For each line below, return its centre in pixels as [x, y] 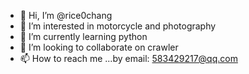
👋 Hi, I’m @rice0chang [66, 15]
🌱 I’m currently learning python [83, 36]
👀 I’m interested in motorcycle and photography [118, 26]
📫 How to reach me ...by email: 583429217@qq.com [128, 58]
